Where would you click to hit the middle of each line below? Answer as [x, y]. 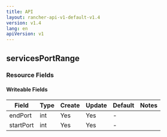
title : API [20, 12]
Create [70, 105]
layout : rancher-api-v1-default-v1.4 [53, 17]
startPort [22, 125]
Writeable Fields [27, 90]
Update [96, 105]
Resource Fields [30, 75]
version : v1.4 [24, 23]
